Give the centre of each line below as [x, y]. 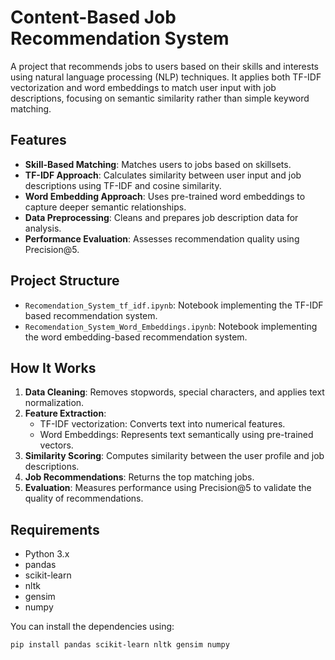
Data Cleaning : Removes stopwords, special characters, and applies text [174, 392]
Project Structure [65, 281]
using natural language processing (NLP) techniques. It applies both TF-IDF [166, 77]
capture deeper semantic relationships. [105, 207]
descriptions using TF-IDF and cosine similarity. [123, 185]
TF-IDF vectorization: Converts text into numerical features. [162, 424]
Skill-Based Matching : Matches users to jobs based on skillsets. [158, 164]
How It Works [53, 367]
